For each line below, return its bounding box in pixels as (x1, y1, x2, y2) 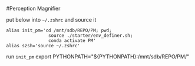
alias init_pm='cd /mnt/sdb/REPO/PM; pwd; (6, 27, 112, 33)
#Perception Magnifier (6, 5, 61, 12)
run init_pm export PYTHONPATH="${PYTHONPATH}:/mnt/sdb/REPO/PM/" (6, 53, 190, 60)
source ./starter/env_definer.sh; (48, 33, 133, 39)
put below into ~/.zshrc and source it (6, 16, 97, 23)
